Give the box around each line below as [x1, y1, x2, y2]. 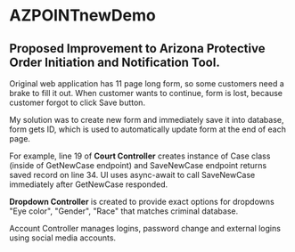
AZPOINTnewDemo [9, 5, 156, 26]
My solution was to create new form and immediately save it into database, [9, 115, 284, 125]
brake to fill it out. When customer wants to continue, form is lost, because [9, 88, 283, 98]
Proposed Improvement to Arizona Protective [9, 41, 266, 56]
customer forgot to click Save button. [9, 97, 145, 108]
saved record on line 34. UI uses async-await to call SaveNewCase [9, 170, 256, 180]
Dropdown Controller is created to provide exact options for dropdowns [9, 197, 275, 207]
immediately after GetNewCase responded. [9, 179, 168, 190]
